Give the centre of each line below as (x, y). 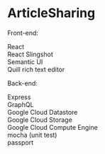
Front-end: (23, 33)
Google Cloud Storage (40, 120)
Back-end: (22, 83)
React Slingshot (30, 54)
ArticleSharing (51, 13)
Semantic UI (25, 61)
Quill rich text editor (36, 69)
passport (21, 142)
